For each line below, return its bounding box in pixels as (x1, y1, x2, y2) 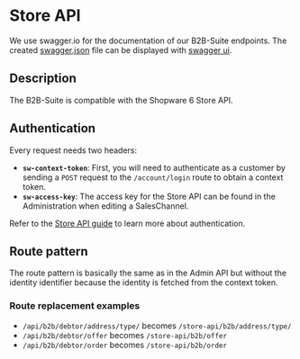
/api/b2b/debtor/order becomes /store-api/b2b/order (22, 339, 228, 350)
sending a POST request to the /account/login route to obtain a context (22, 172, 284, 183)
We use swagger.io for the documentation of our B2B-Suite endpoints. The (9, 35, 287, 46)
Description (9, 71, 77, 86)
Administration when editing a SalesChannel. (22, 200, 189, 211)
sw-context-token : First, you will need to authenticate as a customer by (22, 162, 286, 173)
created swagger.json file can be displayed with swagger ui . (9, 44, 232, 55)
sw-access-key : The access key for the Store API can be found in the (22, 191, 277, 202)
